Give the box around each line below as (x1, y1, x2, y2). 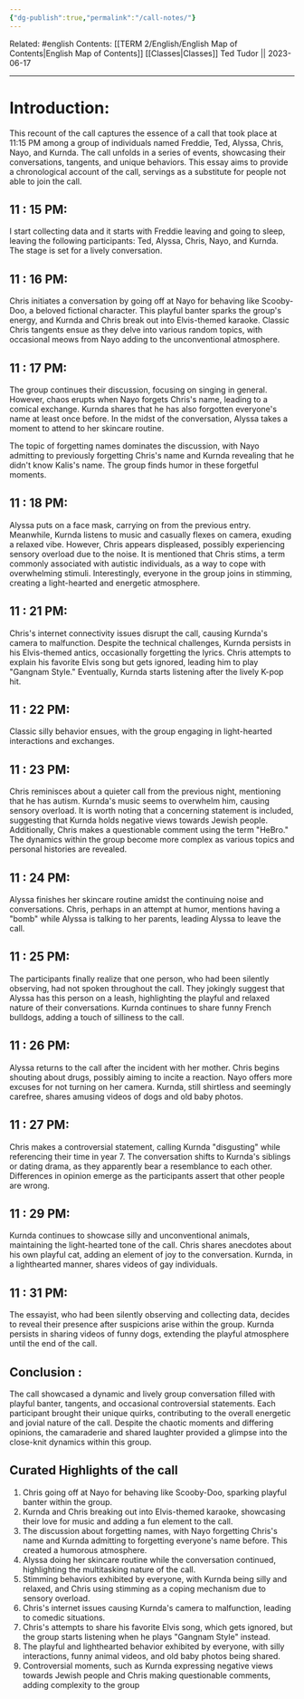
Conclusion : (9, 1365, 82, 1380)
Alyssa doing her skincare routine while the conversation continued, (22, 1554, 276, 1565)
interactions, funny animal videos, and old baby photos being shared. (22, 1650, 280, 1661)
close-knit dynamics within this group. (9, 1436, 152, 1447)
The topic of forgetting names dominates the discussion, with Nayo (9, 440, 260, 451)
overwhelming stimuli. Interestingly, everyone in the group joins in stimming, (9, 567, 292, 578)
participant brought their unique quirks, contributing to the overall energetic (9, 1407, 291, 1418)
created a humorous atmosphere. (22, 1544, 147, 1555)
